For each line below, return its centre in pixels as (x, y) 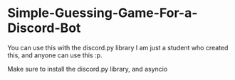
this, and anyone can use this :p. (55, 55)
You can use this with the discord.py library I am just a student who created (118, 47)
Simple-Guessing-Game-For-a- (103, 13)
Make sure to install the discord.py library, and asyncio (88, 69)
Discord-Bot (44, 28)
